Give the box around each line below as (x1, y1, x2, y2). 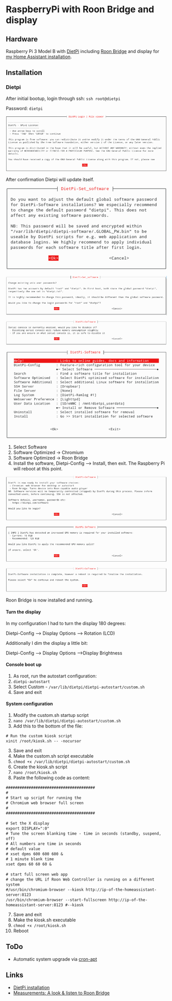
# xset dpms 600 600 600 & (6, 852, 63, 857)
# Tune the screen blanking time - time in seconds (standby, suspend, (6, 831, 161, 836)
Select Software (13, 444, 47, 450)
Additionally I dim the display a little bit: (6, 640, 88, 646)
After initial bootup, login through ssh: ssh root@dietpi (6, 95, 120, 102)
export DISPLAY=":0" (6, 826, 50, 831)
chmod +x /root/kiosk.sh (13, 923, 66, 929)
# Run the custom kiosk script (6, 734, 72, 739)
